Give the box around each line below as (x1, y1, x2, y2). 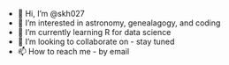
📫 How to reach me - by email (17, 47, 130, 56)
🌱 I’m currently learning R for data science (17, 27, 172, 37)
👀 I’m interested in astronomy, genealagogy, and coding (17, 18, 221, 28)
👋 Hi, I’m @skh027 (17, 9, 86, 18)
